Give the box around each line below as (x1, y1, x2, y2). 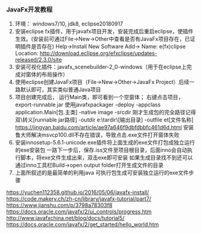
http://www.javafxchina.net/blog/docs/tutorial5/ (6, 215, 125, 222)
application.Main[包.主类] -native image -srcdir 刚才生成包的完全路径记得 (14, 109, 197, 116)
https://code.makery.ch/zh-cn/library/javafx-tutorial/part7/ (6, 195, 152, 203)
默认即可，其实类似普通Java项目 (20, 86, 101, 93)
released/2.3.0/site (14, 56, 62, 63)
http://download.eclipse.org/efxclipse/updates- (39, 50, 158, 57)
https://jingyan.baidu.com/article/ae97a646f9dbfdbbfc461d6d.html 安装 (14, 124, 194, 131)
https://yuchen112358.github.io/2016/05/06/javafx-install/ (6, 189, 150, 196)
